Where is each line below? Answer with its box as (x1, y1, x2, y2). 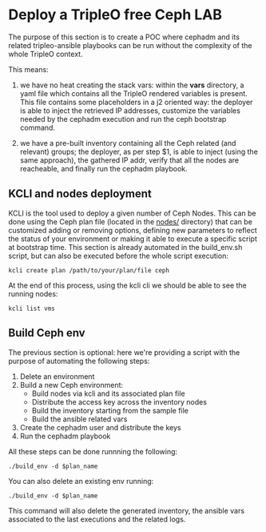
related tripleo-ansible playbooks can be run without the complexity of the (8, 40, 252, 50)
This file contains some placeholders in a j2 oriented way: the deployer (19, 97, 253, 107)
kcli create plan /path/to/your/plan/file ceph (8, 266, 170, 274)
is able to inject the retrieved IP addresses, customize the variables (19, 106, 241, 115)
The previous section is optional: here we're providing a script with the (8, 347, 240, 357)
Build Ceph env (8, 326, 85, 340)
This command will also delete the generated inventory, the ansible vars (8, 506, 245, 515)
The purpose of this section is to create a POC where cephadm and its (8, 32, 240, 42)
